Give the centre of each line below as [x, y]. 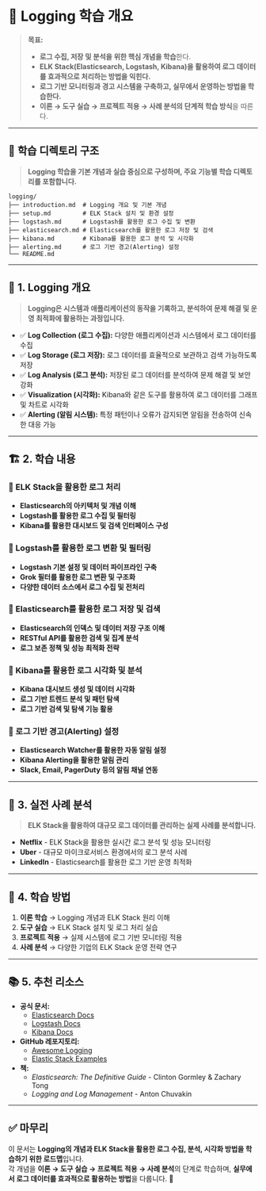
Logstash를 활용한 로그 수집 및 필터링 [78, 515]
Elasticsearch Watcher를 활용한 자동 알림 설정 [93, 750]
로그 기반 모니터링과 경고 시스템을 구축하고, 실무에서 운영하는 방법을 [143, 86]
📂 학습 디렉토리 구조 [54, 151]
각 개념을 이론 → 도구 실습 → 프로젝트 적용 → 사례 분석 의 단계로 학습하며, [120, 1168]
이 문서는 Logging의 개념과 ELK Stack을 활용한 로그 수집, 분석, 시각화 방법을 [126, 1149]
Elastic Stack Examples [69, 1059]
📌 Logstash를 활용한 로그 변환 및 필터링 [80, 548]
